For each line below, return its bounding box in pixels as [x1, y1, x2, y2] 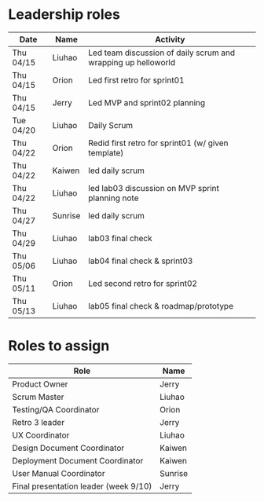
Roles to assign [8, 337, 110, 355]
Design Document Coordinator [12, 442, 125, 453]
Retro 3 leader [12, 416, 65, 427]
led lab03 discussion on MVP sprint [88, 182, 220, 193]
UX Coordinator [12, 430, 70, 441]
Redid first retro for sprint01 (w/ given [88, 137, 229, 148]
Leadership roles [8, 5, 120, 24]
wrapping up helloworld [88, 57, 175, 68]
